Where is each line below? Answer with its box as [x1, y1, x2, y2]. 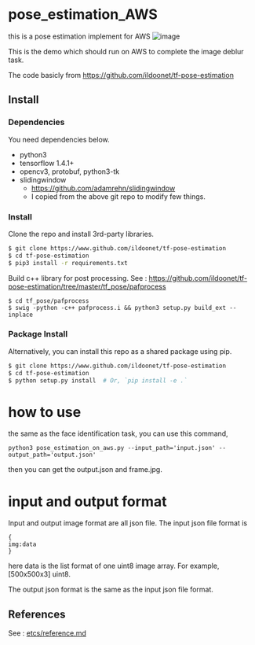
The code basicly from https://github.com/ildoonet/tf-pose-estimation [8, 70, 234, 79]
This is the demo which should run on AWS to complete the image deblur [8, 46, 245, 56]
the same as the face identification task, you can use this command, [8, 429, 229, 438]
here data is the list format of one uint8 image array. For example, [8, 561, 220, 571]
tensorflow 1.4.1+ [19, 158, 75, 168]
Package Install [8, 329, 68, 340]
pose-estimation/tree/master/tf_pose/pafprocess [8, 282, 166, 291]
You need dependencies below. [8, 135, 110, 144]
